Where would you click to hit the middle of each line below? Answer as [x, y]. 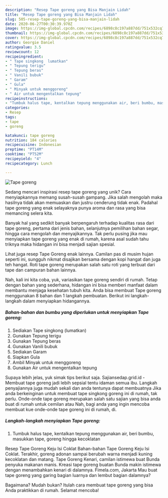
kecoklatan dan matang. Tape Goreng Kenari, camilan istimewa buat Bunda [82, 459]
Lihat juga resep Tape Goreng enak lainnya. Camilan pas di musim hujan [79, 254]
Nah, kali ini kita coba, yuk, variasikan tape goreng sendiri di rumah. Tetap [81, 279]
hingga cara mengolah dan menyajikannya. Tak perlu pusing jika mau [76, 233]
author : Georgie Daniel [30, 43]
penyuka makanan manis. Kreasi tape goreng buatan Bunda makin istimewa [83, 464]
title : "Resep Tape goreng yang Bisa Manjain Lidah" [61, 15]
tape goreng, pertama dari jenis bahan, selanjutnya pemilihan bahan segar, [82, 228]
